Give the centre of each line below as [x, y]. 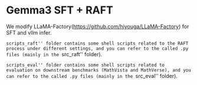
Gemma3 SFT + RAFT [60, 10]
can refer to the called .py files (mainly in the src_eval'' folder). [92, 76]
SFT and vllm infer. [29, 32]
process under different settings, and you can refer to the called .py [97, 48]
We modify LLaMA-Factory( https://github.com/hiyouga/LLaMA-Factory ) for [98, 26]
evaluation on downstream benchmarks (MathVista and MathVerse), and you [99, 70]
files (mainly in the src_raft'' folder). [54, 54]
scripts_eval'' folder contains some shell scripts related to [86, 65]
